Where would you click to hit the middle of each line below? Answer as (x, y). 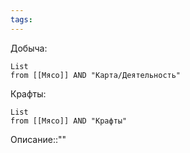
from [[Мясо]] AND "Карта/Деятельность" (96, 75)
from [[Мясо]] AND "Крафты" (69, 121)
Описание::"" (38, 139)
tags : (21, 19)
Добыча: (29, 48)
